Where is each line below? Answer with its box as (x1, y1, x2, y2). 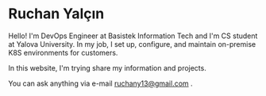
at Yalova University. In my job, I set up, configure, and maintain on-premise (8, 39, 256, 48)
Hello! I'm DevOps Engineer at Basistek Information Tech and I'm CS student (8, 31, 258, 40)
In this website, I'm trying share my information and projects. (8, 63, 206, 72)
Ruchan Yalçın (8, 5, 105, 23)
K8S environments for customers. (8, 48, 118, 57)
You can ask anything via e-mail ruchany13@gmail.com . (8, 79, 193, 88)
